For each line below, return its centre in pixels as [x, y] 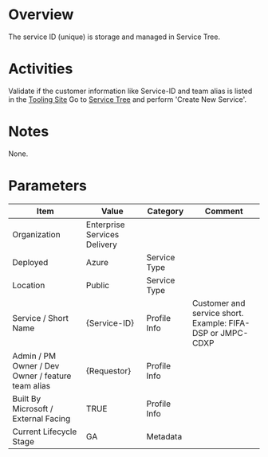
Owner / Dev [36, 365]
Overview [41, 15]
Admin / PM [34, 356]
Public [98, 285]
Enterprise [106, 225]
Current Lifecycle [45, 432]
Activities [41, 69]
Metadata [164, 436]
